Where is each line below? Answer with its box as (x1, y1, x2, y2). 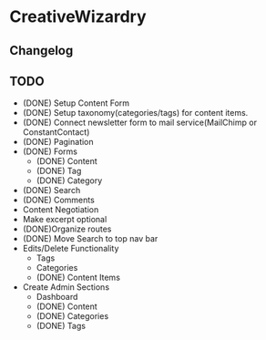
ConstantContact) (22, 127, 90, 138)
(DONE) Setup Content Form (22, 98, 130, 108)
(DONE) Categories (36, 311, 109, 322)
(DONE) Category (36, 175, 103, 186)
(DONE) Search (22, 185, 81, 196)
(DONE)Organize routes (22, 223, 112, 234)
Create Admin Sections (22, 282, 110, 293)
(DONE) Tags (36, 321, 87, 332)
